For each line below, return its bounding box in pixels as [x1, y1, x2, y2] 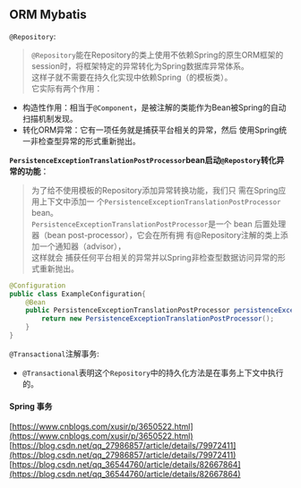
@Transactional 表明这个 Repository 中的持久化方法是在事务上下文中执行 [21, 367, 284, 378]
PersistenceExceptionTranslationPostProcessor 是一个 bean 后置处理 [30, 218, 287, 229]
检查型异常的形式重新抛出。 [38, 135, 141, 146]
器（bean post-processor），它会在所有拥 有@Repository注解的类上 [30, 229, 280, 240]
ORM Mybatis [9, 7, 87, 22]
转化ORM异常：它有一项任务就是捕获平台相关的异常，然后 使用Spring [21, 124, 279, 135]
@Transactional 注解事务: [9, 348, 100, 359]
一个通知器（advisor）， [39, 241, 126, 252]
